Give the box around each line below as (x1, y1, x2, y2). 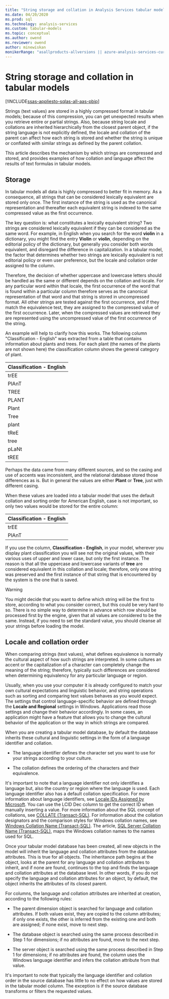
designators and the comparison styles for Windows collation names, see (5, 817, 157, 823)
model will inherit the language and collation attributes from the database (5, 849, 157, 855)
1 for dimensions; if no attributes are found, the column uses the (12, 952, 145, 958)
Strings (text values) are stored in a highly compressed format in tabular (5, 108, 154, 114)
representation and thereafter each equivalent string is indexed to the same (5, 205, 161, 211)
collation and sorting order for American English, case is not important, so (5, 498, 158, 504)
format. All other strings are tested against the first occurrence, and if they (5, 299, 159, 305)
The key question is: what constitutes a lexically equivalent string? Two (5, 220, 152, 226)
